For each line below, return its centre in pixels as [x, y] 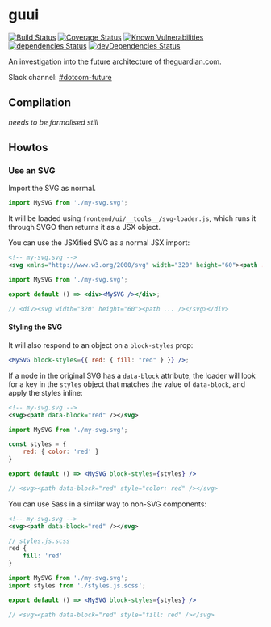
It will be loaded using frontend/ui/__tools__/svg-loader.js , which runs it [132, 218]
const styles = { [38, 444]
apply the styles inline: [46, 392]
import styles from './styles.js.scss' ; [77, 585]
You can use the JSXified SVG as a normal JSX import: [99, 243]
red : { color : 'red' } [61, 452]
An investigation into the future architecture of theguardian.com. [115, 61]
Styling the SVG [35, 327]
